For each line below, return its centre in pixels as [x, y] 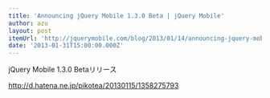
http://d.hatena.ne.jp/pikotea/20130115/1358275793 [94, 86]
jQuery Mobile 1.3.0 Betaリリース [63, 70]
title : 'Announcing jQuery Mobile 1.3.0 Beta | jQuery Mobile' [117, 16]
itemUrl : [23, 38]
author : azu [28, 23]
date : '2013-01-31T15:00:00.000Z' [66, 46]
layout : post [30, 31]
